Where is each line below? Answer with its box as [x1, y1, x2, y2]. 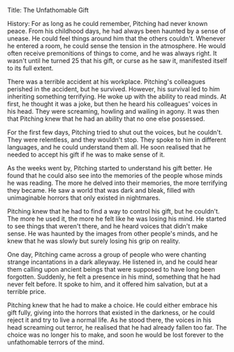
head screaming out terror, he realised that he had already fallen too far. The [7, 323, 227, 331]
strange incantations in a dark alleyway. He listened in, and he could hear [7, 258, 218, 266]
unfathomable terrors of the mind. [7, 338, 105, 346]
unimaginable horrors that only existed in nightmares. [7, 193, 161, 202]
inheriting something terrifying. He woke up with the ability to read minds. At [7, 92, 227, 101]
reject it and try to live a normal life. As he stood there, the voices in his [7, 316, 212, 324]
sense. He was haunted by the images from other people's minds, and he [7, 230, 218, 237]
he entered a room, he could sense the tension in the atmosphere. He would [7, 42, 226, 50]
